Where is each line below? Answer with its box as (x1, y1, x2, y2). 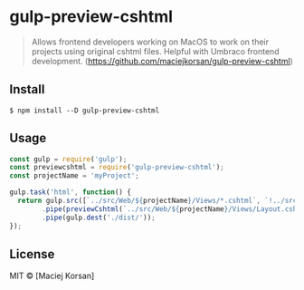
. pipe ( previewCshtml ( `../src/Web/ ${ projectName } (42, 204, 229, 214)
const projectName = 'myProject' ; (9, 171, 140, 180)
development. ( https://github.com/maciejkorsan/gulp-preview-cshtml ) (31, 55, 294, 66)
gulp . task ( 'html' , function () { (9, 188, 131, 197)
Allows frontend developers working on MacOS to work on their (31, 36, 270, 47)
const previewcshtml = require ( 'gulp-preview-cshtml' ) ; (9, 163, 224, 172)
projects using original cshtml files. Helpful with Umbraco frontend (31, 45, 280, 56)
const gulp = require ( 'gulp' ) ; (9, 154, 128, 164)
